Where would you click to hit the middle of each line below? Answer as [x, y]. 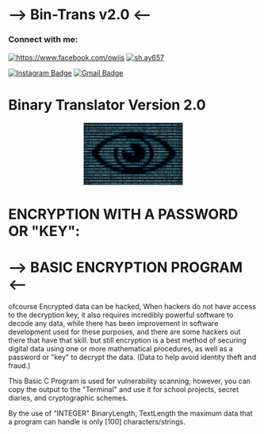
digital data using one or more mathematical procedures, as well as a [121, 349]
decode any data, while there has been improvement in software [113, 324]
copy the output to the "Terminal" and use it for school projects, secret [124, 389]
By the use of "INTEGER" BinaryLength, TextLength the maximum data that [130, 413]
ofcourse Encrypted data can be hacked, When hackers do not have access [132, 307]
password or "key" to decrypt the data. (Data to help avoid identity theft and [132, 357]
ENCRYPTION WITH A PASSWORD [123, 214]
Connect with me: [43, 40]
